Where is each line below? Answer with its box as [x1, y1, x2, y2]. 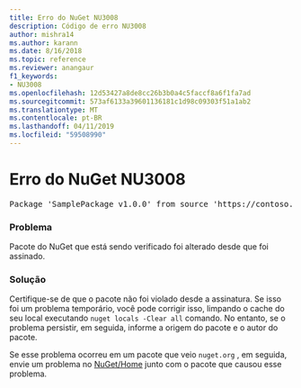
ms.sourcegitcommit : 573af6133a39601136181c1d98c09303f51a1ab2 [9, 96, 252, 106]
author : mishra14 [9, 30, 75, 39]
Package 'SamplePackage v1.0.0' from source [9, 199, 209, 209]
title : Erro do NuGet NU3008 [9, 13, 119, 23]
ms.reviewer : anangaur [9, 64, 94, 73]
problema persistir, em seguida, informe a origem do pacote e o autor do [9, 322, 279, 333]
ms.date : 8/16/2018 [9, 47, 83, 56]
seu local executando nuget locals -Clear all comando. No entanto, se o [9, 312, 286, 324]
